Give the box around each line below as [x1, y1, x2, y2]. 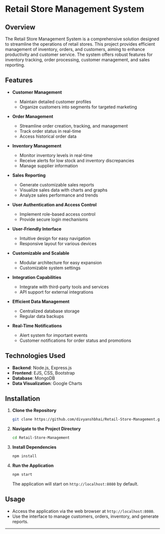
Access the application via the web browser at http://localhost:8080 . [12, 508, 155, 514]
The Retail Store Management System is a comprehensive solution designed [5, 36, 160, 42]
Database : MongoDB [12, 375, 55, 381]
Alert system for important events [19, 332, 87, 338]
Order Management [12, 113, 54, 119]
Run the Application [12, 462, 54, 469]
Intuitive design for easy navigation [19, 235, 91, 241]
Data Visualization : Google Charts [12, 380, 82, 386]
